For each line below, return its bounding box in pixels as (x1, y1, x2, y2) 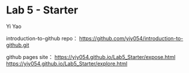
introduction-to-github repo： (6, 34, 78, 41)
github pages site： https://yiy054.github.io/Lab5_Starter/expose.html (6, 53, 175, 60)
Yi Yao (6, 23, 22, 30)
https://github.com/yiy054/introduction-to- (79, 34, 184, 41)
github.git (6, 41, 29, 48)
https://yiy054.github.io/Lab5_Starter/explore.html (6, 60, 128, 67)
